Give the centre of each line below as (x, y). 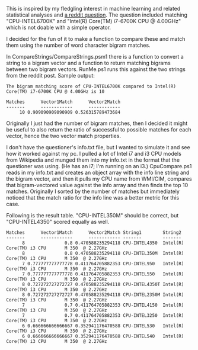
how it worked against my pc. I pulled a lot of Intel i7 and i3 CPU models (94, 154)
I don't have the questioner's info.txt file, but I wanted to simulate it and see (98, 147)
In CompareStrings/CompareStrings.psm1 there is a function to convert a (95, 57)
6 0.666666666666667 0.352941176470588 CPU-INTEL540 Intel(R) (103, 336)
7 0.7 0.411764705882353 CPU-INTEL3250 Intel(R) (103, 316)
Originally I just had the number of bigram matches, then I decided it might (97, 123)
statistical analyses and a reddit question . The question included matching (97, 15)
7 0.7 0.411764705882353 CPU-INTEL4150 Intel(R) (103, 305)
